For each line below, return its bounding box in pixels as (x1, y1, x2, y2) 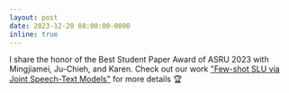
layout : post (9, 13, 59, 22)
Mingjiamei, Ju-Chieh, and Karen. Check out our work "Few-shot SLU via (9, 63, 281, 74)
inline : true (9, 30, 59, 38)
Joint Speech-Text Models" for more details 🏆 (9, 73, 183, 85)
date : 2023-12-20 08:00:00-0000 (9, 21, 131, 30)
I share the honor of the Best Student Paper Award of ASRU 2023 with (9, 55, 269, 65)
